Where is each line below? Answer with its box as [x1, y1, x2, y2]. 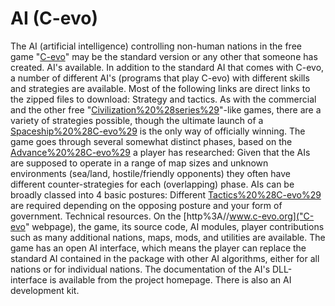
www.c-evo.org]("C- [229, 210, 315, 222]
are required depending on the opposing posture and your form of [10, 199, 283, 211]
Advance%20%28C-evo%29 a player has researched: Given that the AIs [10, 146, 311, 158]
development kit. [10, 284, 80, 296]
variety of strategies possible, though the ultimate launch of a [10, 114, 264, 126]
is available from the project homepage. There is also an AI [49, 273, 292, 286]
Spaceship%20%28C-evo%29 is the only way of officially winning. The [10, 125, 306, 137]
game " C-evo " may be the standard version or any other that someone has [10, 50, 318, 62]
